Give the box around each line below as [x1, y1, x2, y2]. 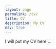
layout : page [5, 7, 32, 12]
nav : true [5, 25, 25, 30]
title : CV [5, 16, 25, 21]
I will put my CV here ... [5, 38, 52, 44]
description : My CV [5, 20, 45, 26]
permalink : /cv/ [5, 12, 38, 16]
